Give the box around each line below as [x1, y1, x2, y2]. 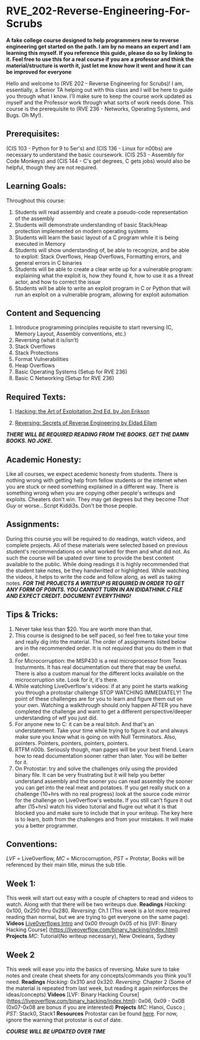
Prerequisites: [6, 129, 60, 139]
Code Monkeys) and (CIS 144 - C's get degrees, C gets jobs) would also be [6, 157, 190, 165]
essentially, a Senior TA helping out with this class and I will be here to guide [6, 86, 193, 93]
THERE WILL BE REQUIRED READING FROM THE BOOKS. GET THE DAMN [6, 431, 189, 438]
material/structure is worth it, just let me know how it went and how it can [6, 61, 192, 69]
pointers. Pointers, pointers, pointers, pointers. [14, 739, 129, 746]
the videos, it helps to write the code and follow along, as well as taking [6, 573, 182, 580]
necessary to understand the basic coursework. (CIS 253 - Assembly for [6, 151, 185, 158]
